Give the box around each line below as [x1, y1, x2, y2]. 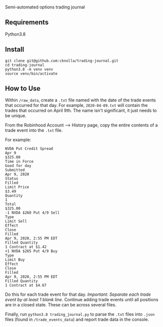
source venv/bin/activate [5, 71, 57, 76]
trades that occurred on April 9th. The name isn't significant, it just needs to [5, 107, 157, 114]
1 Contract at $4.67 [5, 283, 47, 288]
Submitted [5, 168, 25, 173]
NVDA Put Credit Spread [5, 146, 54, 151]
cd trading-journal [5, 62, 45, 67]
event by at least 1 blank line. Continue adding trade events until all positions [5, 297, 159, 303]
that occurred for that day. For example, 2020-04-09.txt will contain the [5, 102, 148, 108]
